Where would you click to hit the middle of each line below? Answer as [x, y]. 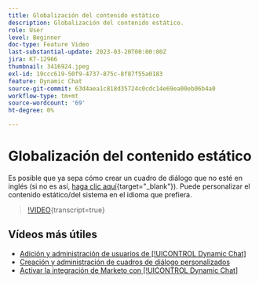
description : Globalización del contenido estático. [96, 23]
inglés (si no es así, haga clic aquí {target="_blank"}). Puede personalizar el [129, 186]
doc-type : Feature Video [49, 45]
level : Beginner [35, 37]
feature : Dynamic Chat [45, 81]
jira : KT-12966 [33, 60]
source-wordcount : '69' [47, 103]
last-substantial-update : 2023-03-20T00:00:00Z [88, 52]
